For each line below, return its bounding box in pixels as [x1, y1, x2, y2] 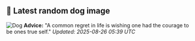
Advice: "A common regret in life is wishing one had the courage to [23, 21, 189, 29]
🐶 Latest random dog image [6, 6, 110, 16]
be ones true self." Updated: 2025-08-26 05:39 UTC [6, 28, 135, 35]
